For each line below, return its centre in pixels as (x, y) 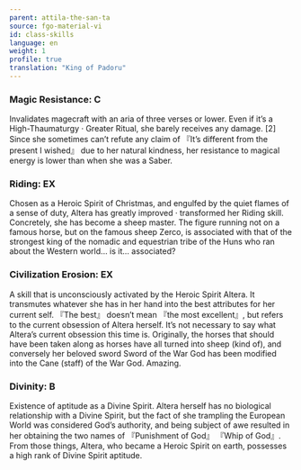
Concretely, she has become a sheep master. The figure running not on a (145, 222)
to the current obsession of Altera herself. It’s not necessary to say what (143, 324)
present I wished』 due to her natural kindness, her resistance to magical (145, 150)
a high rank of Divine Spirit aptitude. (76, 456)
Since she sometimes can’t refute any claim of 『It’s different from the (138, 140)
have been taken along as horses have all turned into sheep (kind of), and (146, 344)
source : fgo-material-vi (56, 26)
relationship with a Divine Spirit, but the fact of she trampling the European (147, 416)
